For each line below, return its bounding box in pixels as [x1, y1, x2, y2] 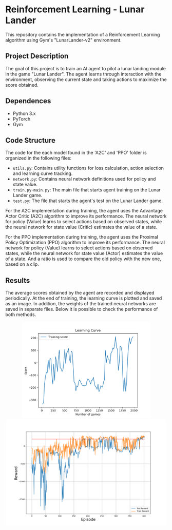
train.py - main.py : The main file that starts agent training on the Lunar [12, 187, 161, 193]
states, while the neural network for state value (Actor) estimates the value [5, 250, 163, 257]
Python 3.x [12, 110, 36, 116]
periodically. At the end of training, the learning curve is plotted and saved [5, 295, 162, 301]
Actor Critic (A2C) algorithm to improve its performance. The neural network [5, 213, 167, 219]
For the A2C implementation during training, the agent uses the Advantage [5, 208, 163, 214]
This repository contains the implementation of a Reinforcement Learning [5, 31, 160, 37]
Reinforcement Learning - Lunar [5, 4, 145, 15]
